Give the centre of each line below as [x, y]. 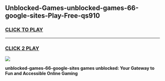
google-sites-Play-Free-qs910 [53, 16]
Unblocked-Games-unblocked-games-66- [72, 8]
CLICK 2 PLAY [22, 48]
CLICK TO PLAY [24, 30]
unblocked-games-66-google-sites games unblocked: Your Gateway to [80, 68]
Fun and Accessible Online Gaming [41, 73]
